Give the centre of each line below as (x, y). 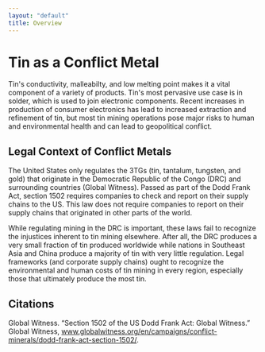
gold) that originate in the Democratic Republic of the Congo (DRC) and (125, 179)
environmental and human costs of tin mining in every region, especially (126, 270)
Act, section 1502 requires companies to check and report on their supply (128, 196)
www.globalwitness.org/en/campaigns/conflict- (139, 331)
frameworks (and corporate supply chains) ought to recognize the (116, 262)
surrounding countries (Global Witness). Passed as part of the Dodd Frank (130, 188)
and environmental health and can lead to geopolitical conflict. (110, 126)
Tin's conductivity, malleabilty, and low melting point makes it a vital (119, 84)
